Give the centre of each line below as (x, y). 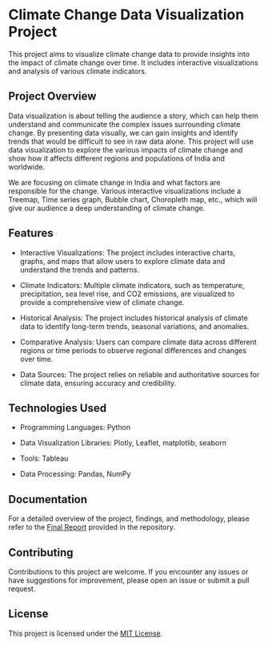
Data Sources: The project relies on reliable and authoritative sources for (140, 374)
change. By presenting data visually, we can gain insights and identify (123, 132)
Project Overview (52, 97)
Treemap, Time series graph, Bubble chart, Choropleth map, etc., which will (133, 199)
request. (22, 589)
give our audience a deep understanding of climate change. (107, 208)
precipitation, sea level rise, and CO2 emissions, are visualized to (127, 294)
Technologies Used (57, 408)
